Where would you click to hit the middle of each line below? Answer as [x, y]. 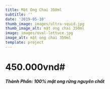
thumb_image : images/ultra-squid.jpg [45, 24]
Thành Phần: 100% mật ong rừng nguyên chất [55, 81]
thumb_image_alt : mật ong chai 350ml [45, 28]
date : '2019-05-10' [26, 19]
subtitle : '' [19, 14]
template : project [24, 42]
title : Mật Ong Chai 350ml [34, 10]
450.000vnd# [35, 67]
